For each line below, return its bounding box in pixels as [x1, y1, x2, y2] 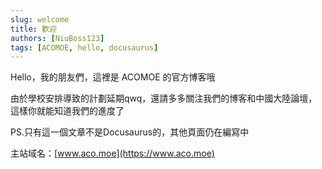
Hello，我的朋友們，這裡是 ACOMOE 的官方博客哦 [10, 71, 216, 83]
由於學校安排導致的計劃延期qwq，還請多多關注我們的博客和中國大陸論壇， [10, 92, 318, 105]
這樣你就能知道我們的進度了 [10, 105, 125, 117]
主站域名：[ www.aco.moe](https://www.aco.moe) [10, 147, 215, 160]
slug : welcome [10, 14, 70, 25]
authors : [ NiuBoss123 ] [10, 33, 105, 43]
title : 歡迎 [10, 24, 57, 34]
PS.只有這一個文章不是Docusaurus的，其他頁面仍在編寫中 [10, 126, 250, 138]
